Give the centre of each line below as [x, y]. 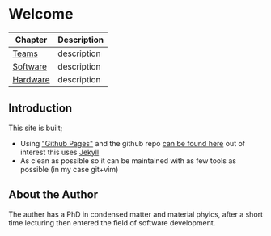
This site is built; [36, 128]
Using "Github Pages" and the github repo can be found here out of [132, 143]
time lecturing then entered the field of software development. [112, 222]
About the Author [53, 195]
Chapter [31, 40]
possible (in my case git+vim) [69, 169]
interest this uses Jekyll [59, 152]
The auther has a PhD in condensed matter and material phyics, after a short [136, 214]
